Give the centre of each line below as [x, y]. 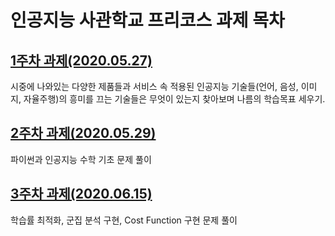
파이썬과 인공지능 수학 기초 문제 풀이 [81, 159]
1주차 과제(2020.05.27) [81, 60]
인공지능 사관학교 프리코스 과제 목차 [147, 20]
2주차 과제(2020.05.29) [83, 133]
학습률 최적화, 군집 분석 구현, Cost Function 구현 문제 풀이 [124, 220]
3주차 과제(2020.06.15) [81, 194]
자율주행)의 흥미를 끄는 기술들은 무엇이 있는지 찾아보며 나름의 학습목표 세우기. [174, 99]
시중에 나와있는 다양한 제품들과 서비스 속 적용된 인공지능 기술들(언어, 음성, [154, 86]
